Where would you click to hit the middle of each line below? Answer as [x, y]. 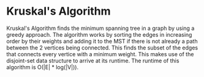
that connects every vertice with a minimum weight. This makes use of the [100, 54]
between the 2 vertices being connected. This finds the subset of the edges [102, 48]
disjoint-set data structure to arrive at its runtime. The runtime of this [93, 61]
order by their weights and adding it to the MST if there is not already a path [102, 41]
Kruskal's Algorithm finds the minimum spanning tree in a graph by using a [100, 28]
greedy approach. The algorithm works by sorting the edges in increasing [99, 34]
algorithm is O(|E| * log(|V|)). [42, 67]
